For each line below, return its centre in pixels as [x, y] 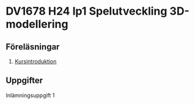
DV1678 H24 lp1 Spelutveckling [86, 11]
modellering [37, 24]
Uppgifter [24, 81]
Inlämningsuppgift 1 [30, 95]
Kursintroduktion [35, 61]
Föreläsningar [33, 47]
